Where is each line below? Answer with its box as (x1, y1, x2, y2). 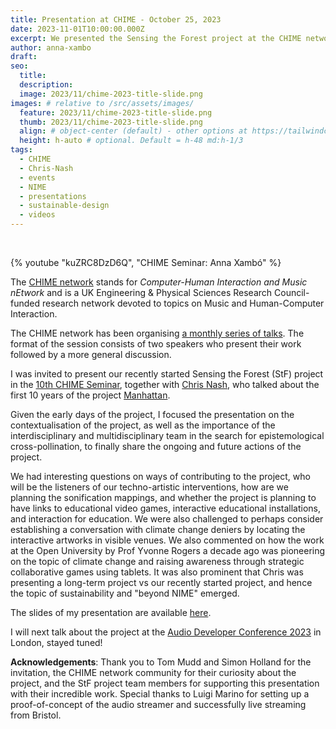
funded (10, 297, 41, 309)
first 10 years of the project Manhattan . (10, 389, 171, 401)
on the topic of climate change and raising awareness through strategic (10, 556, 305, 567)
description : (19, 80, 74, 90)
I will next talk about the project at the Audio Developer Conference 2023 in (10, 626, 322, 638)
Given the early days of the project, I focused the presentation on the (10, 409, 295, 420)
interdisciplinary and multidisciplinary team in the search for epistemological (10, 430, 325, 441)
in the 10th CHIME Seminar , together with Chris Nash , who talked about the (10, 379, 320, 390)
